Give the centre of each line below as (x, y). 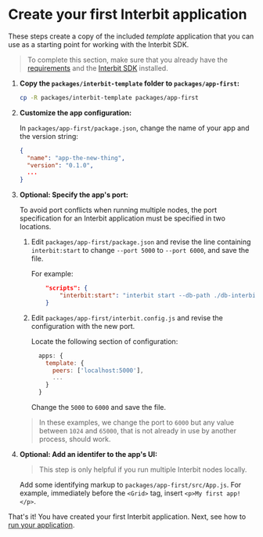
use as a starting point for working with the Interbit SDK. (99, 44)
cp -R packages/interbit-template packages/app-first (109, 97)
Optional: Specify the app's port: (74, 195)
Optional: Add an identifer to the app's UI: (88, 455)
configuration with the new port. (83, 326)
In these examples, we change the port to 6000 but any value (137, 422)
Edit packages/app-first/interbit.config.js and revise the (127, 318)
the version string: (49, 136)
